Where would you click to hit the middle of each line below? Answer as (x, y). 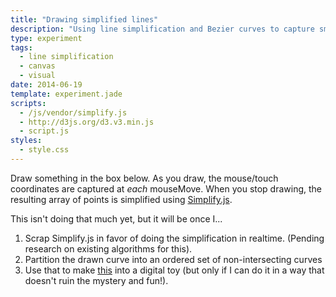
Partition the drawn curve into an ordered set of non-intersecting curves (173, 259)
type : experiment (46, 38)
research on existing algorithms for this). (108, 248)
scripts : (28, 103)
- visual (37, 76)
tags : (21, 47)
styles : (26, 141)
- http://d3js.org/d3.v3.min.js (87, 122)
